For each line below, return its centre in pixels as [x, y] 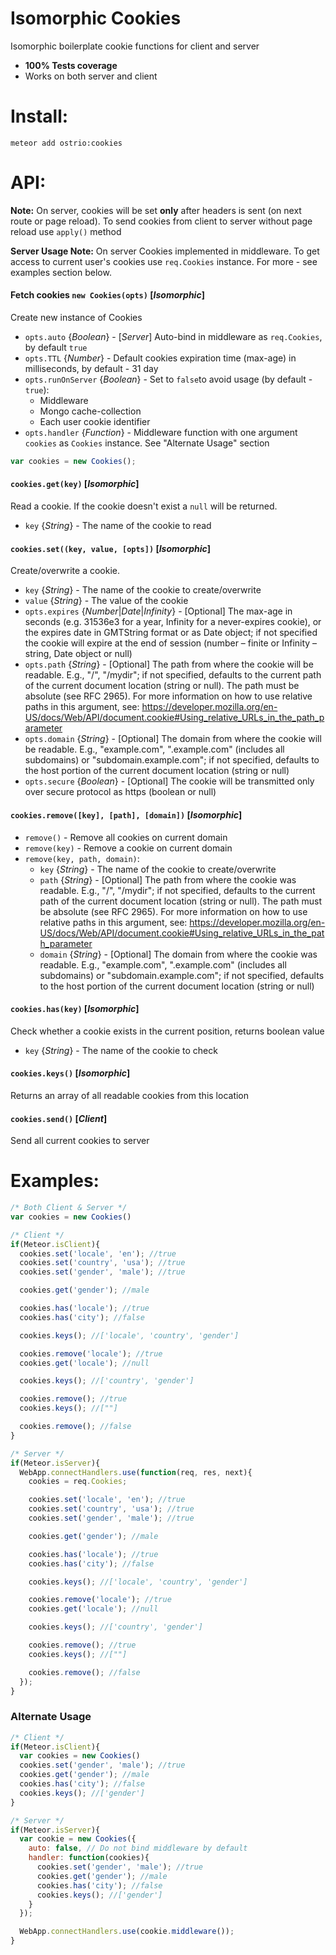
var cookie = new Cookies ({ [78, 1839]
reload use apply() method [66, 231]
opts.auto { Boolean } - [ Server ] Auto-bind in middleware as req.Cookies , [173, 337]
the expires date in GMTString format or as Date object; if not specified [171, 633]
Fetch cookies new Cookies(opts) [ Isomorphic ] [107, 295]
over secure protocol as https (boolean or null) [120, 792]
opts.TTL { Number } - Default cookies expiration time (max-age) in [160, 358]
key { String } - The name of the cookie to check [121, 1050]
